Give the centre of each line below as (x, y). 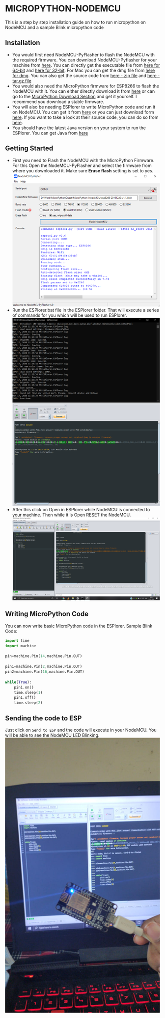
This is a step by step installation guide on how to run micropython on (75, 22)
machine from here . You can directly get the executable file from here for (86, 65)
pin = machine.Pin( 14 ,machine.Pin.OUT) (44, 656)
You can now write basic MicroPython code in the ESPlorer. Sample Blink (79, 626)
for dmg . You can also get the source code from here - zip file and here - (86, 75)
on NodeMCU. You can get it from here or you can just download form (83, 112)
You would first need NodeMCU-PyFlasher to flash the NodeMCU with (83, 55)
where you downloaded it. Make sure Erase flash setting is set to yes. (83, 170)
